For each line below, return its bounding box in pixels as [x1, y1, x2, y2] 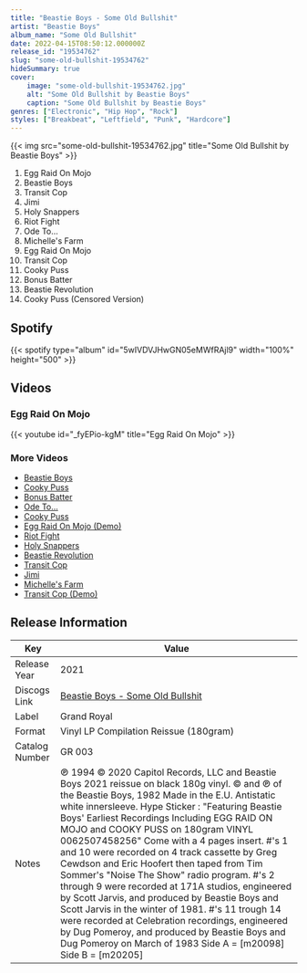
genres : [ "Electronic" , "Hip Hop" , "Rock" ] [10, 107, 179, 116]
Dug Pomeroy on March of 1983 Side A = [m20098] [59, 936, 285, 949]
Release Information [10, 615, 128, 631]
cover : [10, 73, 36, 82]
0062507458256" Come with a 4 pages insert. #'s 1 [59, 834, 289, 847]
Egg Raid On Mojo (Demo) [23, 520, 122, 531]
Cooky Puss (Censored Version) [23, 294, 145, 305]
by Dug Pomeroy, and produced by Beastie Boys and [59, 926, 286, 938]
